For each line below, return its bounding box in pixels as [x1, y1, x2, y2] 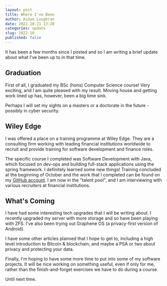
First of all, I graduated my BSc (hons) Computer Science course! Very [5, 82, 150, 88]
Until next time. [5, 276, 36, 282]
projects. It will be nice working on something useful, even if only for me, [5, 261, 155, 267]
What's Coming [5, 196, 55, 205]
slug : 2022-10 [5, 30, 35, 35]
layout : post [5, 7, 32, 12]
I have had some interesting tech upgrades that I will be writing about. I [5, 210, 151, 216]
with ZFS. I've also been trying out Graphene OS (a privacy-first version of [5, 220, 158, 226]
